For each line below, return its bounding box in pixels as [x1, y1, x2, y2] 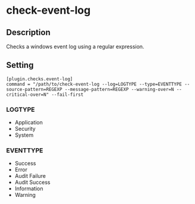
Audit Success [14, 179, 51, 186]
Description [6, 27, 51, 37]
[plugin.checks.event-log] [6, 76, 73, 82]
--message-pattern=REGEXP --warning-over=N [64, 86, 174, 92]
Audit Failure [14, 172, 46, 180]
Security [14, 125, 36, 133]
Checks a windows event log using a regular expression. [6, 43, 144, 50]
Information [14, 185, 43, 192]
